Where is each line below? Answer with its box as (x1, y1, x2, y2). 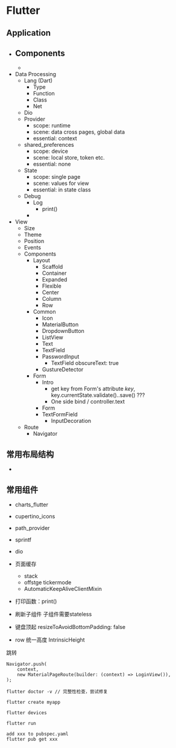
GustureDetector (42, 366, 84, 373)
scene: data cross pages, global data (33, 128, 125, 136)
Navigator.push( (6, 661, 47, 668)
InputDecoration (51, 418, 92, 425)
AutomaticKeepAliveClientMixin (24, 585, 102, 593)
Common (33, 308, 56, 315)
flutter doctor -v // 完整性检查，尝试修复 (6, 689, 108, 695)
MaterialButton (42, 321, 79, 328)
